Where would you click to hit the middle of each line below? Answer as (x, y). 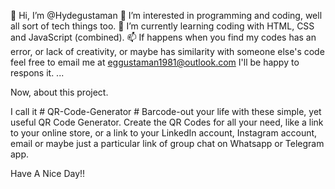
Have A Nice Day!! (48, 173)
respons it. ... (37, 73)
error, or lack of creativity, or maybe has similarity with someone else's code (167, 51)
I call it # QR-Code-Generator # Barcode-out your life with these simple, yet (166, 111)
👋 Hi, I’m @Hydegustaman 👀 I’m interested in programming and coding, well (166, 15)
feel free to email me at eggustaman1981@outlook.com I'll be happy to (155, 62)
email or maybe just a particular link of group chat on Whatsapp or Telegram (167, 143)
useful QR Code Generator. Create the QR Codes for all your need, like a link (167, 122)
